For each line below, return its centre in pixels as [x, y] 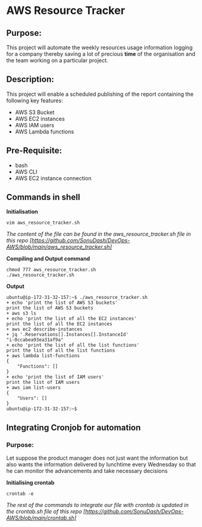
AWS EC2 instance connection [53, 178]
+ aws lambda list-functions [43, 356]
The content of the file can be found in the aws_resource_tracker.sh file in [99, 234]
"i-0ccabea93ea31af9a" [35, 340]
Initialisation [22, 212]
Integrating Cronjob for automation [74, 427]
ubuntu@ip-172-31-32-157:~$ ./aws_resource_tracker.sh [77, 298]
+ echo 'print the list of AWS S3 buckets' [62, 303]
